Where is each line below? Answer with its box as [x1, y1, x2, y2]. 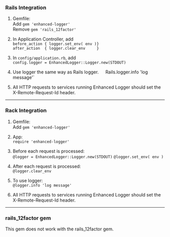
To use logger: [12, 177, 43, 183]
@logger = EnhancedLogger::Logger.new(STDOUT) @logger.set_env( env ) [12, 154, 164, 160]
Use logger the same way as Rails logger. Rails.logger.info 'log [12, 69, 148, 75]
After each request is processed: [12, 163, 81, 169]
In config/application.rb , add [12, 55, 76, 61]
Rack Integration [5, 107, 47, 114]
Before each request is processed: [12, 148, 85, 154]
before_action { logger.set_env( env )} [12, 42, 99, 47]
